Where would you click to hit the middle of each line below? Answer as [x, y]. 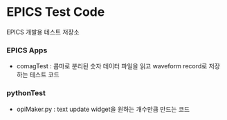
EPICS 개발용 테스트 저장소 [43, 32]
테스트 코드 [44, 75]
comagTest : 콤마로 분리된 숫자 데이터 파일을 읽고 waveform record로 [112, 66]
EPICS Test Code [56, 12]
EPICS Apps [27, 50]
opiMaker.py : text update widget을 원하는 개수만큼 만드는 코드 [103, 109]
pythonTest [26, 93]
